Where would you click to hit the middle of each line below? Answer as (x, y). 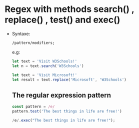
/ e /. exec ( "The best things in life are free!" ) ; (63, 120)
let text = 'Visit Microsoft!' (44, 75)
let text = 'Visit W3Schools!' (44, 61)
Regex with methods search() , (69, 9)
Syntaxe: (21, 33)
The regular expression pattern (61, 95)
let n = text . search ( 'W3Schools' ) (48, 66)
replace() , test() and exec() (62, 20)
